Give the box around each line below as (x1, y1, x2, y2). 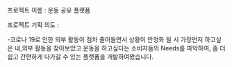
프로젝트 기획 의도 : (7, 21, 59, 29)
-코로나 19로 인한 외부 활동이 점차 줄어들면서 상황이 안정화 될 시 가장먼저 (7, 35, 204, 44)
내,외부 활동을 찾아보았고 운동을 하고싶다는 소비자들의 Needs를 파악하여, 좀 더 (14, 44, 226, 52)
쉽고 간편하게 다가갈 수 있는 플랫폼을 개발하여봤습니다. (7, 52, 154, 61)
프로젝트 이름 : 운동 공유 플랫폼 (7, 6, 91, 14)
